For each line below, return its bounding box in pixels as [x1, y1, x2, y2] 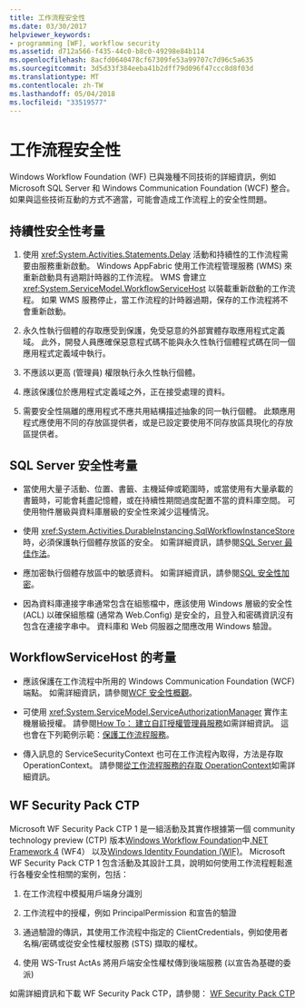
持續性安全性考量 [9, 223, 105, 239]
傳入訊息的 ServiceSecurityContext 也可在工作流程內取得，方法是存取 [22, 748, 284, 759]
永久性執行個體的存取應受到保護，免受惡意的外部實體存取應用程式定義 [22, 325, 286, 336]
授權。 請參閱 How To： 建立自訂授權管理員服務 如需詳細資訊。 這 [46, 717, 289, 728]
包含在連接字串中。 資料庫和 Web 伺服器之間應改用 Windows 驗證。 [22, 620, 277, 631]
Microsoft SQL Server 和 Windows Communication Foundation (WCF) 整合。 [9, 183, 295, 193]
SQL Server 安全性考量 [9, 458, 138, 473]
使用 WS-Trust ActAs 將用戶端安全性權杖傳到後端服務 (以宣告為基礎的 [22, 957, 283, 968]
